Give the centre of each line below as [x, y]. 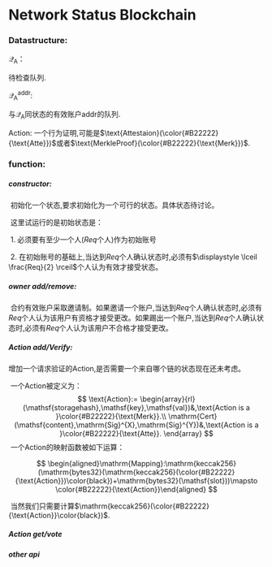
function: [27, 164]
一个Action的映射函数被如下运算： [67, 448]
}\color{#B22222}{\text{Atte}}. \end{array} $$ [136, 434]
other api [24, 555]
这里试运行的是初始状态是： [56, 223]
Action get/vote [35, 534]
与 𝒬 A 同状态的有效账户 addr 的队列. [65, 115]
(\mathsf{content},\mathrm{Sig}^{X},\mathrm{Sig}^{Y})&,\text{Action [130, 425]
